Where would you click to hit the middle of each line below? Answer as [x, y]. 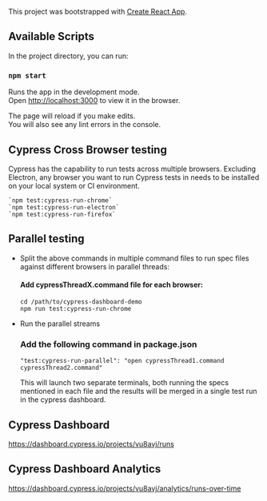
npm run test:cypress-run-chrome [76, 308]
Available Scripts [51, 36]
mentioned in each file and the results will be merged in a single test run [138, 392]
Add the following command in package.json [108, 344]
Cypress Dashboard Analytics [85, 469]
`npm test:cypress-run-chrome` [60, 200]
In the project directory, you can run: [68, 56]
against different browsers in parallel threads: [95, 266]
